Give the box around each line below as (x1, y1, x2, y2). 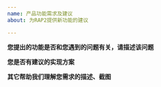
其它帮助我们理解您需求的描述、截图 (7, 72, 112, 81)
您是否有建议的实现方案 (7, 57, 75, 66)
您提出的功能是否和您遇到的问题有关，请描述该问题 (7, 42, 154, 51)
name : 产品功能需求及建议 (7, 10, 73, 17)
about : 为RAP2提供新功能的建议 (7, 17, 89, 24)
